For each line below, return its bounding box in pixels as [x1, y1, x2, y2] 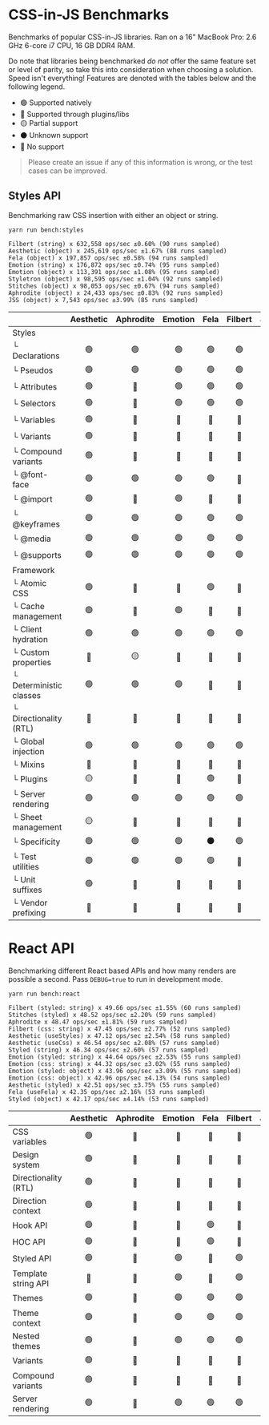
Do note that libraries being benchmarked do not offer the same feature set [8, 56, 256, 66]
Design [12, 1148, 39, 1160]
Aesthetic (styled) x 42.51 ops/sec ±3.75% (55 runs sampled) [8, 1080, 220, 1089]
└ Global [12, 736, 45, 747]
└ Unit [12, 874, 36, 885]
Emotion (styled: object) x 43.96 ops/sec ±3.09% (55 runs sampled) [8, 1067, 242, 1075]
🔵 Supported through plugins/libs [19, 109, 130, 119]
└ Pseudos [12, 365, 54, 376]
